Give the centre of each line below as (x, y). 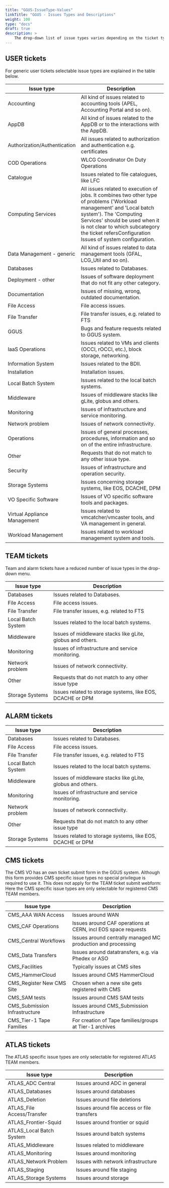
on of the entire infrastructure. (116, 444)
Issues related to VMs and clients (120, 343)
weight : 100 (18, 19)
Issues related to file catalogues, (119, 174)
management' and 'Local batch (117, 208)
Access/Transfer (27, 1114)
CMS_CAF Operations (33, 926)
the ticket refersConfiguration (116, 233)
